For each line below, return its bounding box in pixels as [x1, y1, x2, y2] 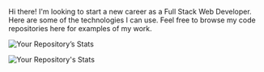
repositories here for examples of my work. [8, 24, 152, 33]
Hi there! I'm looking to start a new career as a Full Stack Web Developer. [8, 7, 253, 16]
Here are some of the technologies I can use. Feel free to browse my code [8, 15, 257, 25]
